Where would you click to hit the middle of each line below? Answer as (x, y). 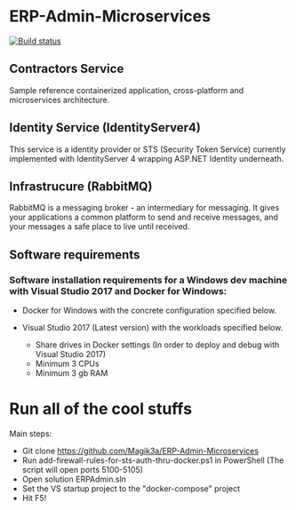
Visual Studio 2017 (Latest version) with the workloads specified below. (152, 328)
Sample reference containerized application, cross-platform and (127, 90)
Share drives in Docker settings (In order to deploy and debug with (157, 345)
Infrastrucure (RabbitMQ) (81, 186)
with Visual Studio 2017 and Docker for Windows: (118, 291)
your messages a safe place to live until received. (100, 227)
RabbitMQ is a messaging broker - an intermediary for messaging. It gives (144, 208)
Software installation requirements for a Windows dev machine (148, 280)
